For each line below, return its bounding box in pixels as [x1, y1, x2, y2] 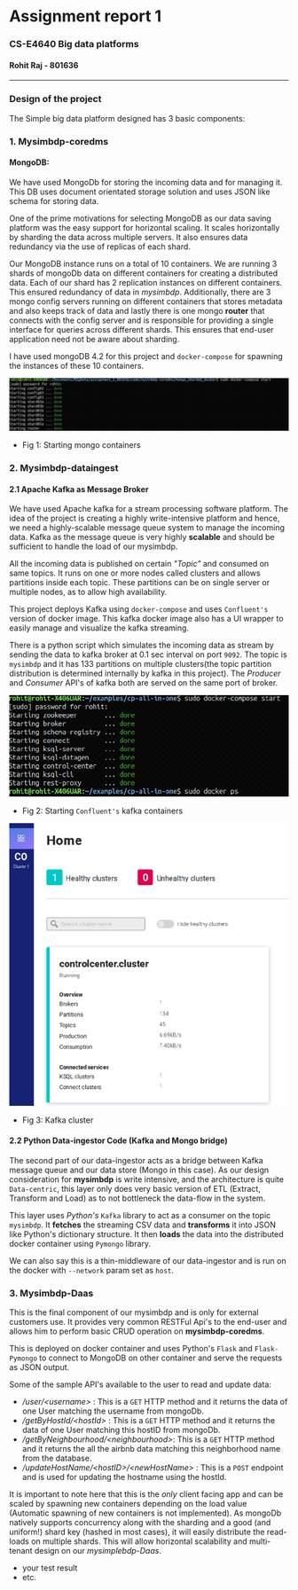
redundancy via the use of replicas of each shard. [9, 241, 191, 252]
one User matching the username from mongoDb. [21, 1406, 204, 1416]
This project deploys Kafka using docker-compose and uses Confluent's [9, 604, 269, 615]
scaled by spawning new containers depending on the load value [9, 1498, 247, 1508]
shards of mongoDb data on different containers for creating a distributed [9, 268, 278, 278]
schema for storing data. [9, 195, 99, 206]
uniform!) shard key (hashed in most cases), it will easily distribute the [9, 1526, 265, 1537]
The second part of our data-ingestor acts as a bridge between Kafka [9, 1155, 263, 1165]
